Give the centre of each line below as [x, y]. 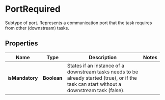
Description [103, 57]
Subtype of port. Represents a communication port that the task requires [79, 23]
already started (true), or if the [102, 78]
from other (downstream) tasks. [37, 28]
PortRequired [33, 9]
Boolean [53, 78]
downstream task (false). [96, 90]
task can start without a [94, 84]
